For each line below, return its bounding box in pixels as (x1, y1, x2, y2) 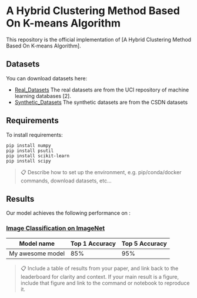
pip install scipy (6, 158, 51, 164)
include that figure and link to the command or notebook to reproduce (20, 279, 190, 286)
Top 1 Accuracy (70, 239, 116, 248)
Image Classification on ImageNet (6, 224, 105, 232)
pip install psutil (6, 148, 54, 154)
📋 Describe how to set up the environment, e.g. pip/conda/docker (20, 168, 182, 175)
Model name (19, 239, 55, 248)
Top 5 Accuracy (121, 239, 168, 248)
